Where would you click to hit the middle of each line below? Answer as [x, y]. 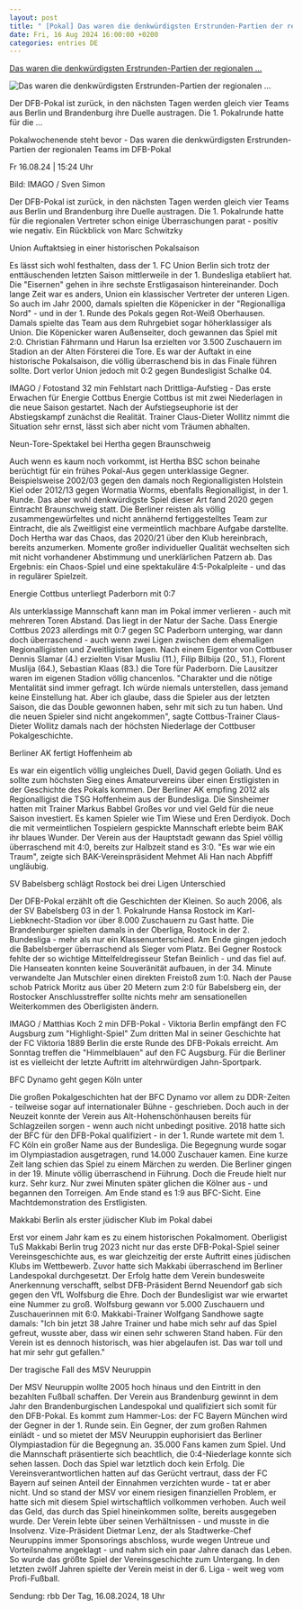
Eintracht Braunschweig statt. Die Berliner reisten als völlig [118, 509]
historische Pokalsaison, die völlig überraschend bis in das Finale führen [143, 361]
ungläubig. [29, 867]
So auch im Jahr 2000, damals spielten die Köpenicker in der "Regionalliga [147, 304]
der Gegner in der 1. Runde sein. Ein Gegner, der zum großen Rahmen [138, 1425]
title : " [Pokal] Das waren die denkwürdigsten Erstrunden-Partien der [146, 26]
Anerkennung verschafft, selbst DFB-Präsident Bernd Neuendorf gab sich [146, 1286]
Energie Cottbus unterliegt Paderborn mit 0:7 [93, 594]
